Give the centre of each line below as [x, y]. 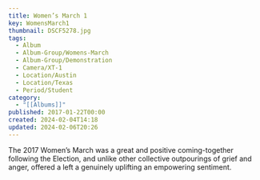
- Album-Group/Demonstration [64, 61]
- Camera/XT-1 [39, 68]
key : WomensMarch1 [39, 23]
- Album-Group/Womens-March [62, 53]
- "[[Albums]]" [41, 105]
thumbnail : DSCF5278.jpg [50, 30]
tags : [17, 38]
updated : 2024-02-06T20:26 [53, 127]
